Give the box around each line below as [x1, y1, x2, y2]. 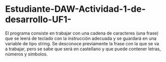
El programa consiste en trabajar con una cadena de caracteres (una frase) [5, 30, 159, 36]
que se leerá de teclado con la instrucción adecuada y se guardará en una [5, 35, 157, 41]
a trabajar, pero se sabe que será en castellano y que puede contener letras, [5, 46, 161, 52]
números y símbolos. [5, 51, 48, 57]
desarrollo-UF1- [5, 14, 72, 25]
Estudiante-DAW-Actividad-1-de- [5, 3, 146, 15]
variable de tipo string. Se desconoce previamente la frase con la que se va [5, 40, 160, 46]
